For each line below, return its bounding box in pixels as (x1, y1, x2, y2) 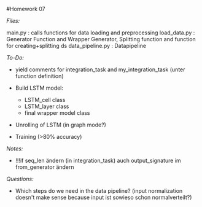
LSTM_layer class (24, 103, 69, 110)
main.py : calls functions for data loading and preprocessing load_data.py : (6, 29, 195, 36)
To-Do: (6, 54, 25, 61)
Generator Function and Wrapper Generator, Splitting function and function (6, 36, 196, 42)
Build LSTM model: (15, 84, 63, 92)
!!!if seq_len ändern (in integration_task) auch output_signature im (15, 157, 181, 164)
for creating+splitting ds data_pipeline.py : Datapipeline (6, 42, 146, 49)
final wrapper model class (24, 109, 90, 116)
